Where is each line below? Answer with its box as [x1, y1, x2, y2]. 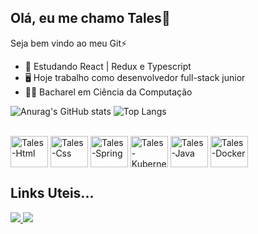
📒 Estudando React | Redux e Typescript [24, 60, 192, 72]
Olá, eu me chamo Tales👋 [10, 10, 171, 27]
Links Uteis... [10, 185, 95, 202]
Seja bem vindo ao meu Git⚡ [10, 37, 128, 49]
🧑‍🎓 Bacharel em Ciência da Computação [24, 86, 193, 98]
